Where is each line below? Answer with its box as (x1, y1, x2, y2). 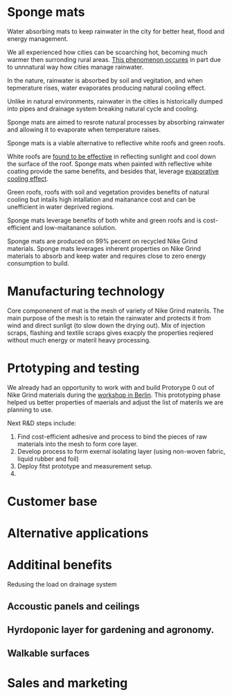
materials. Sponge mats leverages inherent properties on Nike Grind (7, 244, 202, 252)
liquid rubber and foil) (17, 454, 80, 463)
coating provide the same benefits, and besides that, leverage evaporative (7, 167, 220, 175)
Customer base (7, 494, 98, 509)
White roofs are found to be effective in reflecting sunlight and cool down (7, 152, 216, 161)
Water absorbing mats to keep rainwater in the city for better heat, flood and (7, 27, 225, 35)
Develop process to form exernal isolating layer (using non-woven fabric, (17, 447, 226, 455)
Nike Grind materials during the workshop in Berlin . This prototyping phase (7, 391, 221, 399)
